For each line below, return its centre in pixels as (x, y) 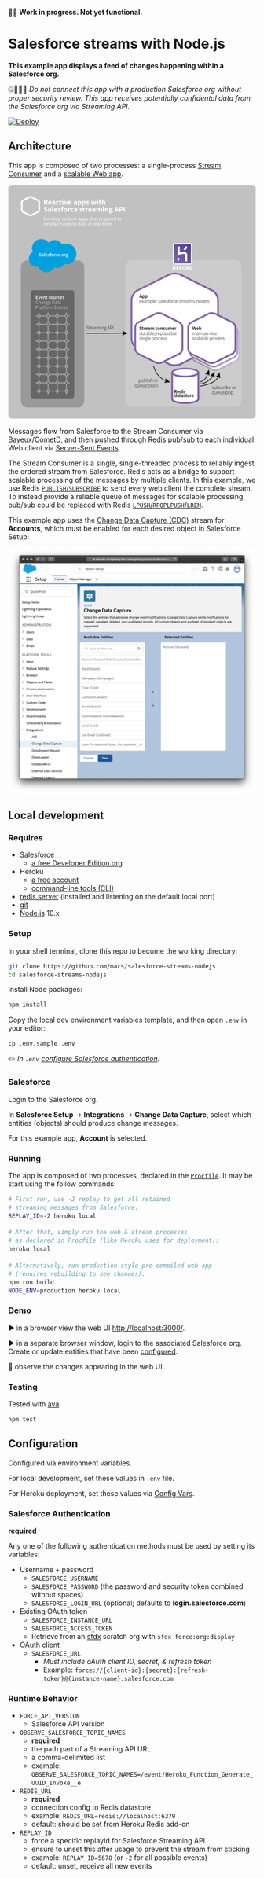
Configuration (43, 1444)
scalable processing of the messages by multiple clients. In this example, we (132, 480)
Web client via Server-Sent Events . (64, 448)
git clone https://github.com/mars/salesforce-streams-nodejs (112, 966)
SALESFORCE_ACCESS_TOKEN (72, 1629)
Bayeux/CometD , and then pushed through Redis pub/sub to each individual (131, 439)
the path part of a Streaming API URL (91, 1749)
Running (25, 1158)
